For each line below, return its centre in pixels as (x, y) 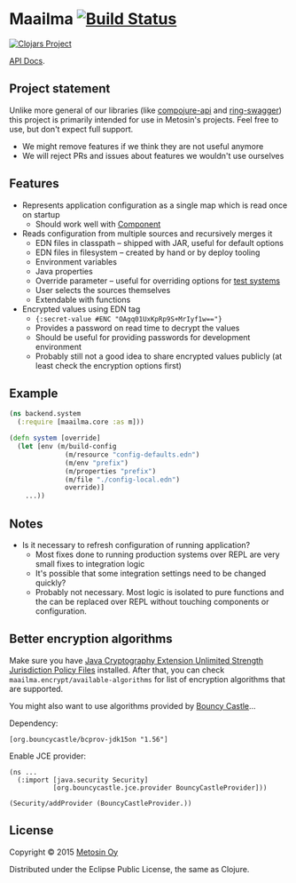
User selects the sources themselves (103, 290)
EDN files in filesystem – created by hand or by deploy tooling (148, 252)
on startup (41, 214)
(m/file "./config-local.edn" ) (122, 480)
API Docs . (27, 60)
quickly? (51, 583)
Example (34, 393)
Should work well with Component (98, 224)
